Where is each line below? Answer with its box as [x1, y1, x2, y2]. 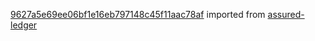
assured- [267, 9, 305, 20]
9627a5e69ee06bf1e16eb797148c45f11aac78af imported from [10, 9, 266, 20]
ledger [10, 19, 38, 31]
